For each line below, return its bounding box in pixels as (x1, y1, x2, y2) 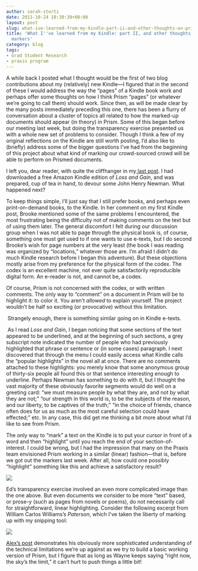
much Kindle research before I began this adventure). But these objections (6, 254, 187, 261)
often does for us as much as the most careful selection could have (6, 407, 170, 415)
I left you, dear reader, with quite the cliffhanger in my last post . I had (6, 167, 174, 174)
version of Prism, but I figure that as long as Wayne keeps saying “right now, (6, 552, 192, 559)
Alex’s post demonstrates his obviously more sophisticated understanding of (6, 539, 192, 546)
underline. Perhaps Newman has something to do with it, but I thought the (6, 376, 186, 383)
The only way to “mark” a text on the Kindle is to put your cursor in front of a (6, 432, 192, 439)
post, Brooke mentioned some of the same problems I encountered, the (6, 210, 180, 217)
